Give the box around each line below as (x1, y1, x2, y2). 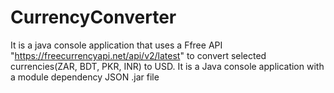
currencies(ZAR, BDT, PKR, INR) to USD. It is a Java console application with (10, 60, 325, 72)
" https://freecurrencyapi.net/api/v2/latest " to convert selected (10, 49, 267, 61)
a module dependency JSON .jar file (10, 71, 160, 83)
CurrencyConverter (10, 6, 177, 29)
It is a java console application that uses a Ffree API (10, 39, 223, 51)
